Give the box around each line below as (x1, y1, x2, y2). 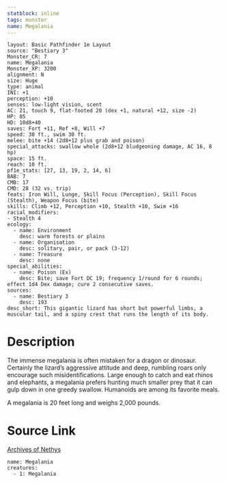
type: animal (7, 84, 44, 90)
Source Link (7, 422, 76, 438)
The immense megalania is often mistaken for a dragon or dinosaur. (7, 357, 197, 365)
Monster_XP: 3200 (7, 66, 57, 73)
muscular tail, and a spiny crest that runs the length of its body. (7, 311, 210, 318)
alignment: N (7, 71, 44, 79)
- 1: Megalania (13, 470, 57, 478)
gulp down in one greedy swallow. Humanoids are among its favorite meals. (7, 385, 220, 394)
